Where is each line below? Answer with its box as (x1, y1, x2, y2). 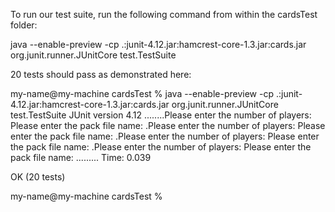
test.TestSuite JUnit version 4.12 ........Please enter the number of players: (10, 109, 312, 121)
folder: (10, 19, 38, 31)
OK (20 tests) (10, 171, 66, 183)
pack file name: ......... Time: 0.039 (10, 152, 152, 163)
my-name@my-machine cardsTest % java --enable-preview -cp (10, 88, 274, 99)
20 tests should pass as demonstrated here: (10, 69, 192, 80)
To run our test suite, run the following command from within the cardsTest (10, 9, 318, 20)
